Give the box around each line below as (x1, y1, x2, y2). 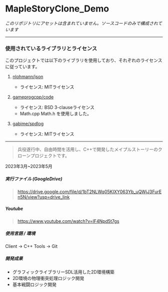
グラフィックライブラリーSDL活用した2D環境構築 (12, 269, 115, 275)
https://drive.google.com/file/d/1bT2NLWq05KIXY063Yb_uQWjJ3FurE (17, 189, 162, 195)
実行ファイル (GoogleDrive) (5, 176, 62, 182)
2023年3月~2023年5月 (5, 164, 52, 170)
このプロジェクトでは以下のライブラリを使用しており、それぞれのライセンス (5, 57, 162, 63)
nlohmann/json (12, 74, 43, 80)
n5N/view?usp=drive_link (17, 194, 70, 200)
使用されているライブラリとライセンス (5, 45, 97, 52)
